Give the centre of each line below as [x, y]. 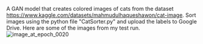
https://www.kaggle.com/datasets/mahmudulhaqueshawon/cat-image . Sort [101, 15]
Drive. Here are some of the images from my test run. [73, 28]
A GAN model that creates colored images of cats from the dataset [90, 9]
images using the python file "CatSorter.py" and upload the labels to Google [101, 21]
